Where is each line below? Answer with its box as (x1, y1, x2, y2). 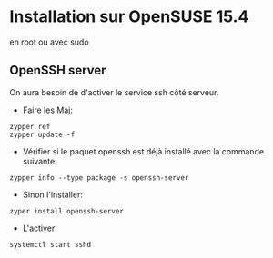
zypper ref (9, 122, 51, 131)
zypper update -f (9, 130, 76, 139)
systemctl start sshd (9, 240, 92, 249)
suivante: (22, 155, 57, 166)
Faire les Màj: (22, 104, 73, 115)
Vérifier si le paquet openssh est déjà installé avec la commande (22, 145, 265, 156)
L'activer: (22, 223, 57, 233)
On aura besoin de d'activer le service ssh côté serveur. (9, 86, 219, 97)
